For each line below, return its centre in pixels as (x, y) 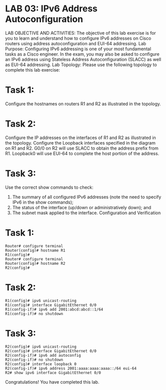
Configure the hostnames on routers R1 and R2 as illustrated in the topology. (83, 104)
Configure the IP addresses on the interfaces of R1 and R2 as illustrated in (81, 138)
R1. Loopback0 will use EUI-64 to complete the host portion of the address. (82, 153)
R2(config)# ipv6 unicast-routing (41, 347)
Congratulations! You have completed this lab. (52, 382)
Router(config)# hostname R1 (35, 250)
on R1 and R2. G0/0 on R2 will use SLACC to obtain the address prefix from (82, 148)
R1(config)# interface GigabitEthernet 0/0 (51, 305)
